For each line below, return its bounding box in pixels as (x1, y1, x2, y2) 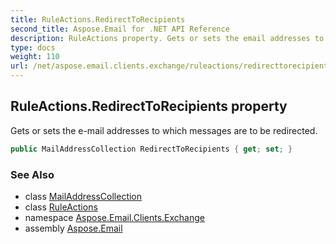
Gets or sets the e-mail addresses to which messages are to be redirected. (10, 124, 318, 136)
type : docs (10, 42, 56, 53)
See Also (10, 167, 55, 181)
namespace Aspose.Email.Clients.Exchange (24, 211, 205, 223)
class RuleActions (24, 201, 98, 213)
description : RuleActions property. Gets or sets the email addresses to (10, 33, 325, 43)
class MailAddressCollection (24, 190, 143, 202)
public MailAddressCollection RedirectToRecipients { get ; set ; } (10, 144, 293, 154)
